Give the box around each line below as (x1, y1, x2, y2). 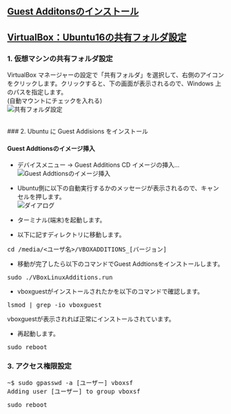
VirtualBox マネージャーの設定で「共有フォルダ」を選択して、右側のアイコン (7, 71, 224, 79)
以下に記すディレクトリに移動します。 (17, 231, 125, 239)
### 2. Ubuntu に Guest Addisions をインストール (7, 127, 148, 136)
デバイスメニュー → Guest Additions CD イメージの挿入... (17, 161, 180, 169)
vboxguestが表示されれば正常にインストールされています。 (7, 315, 175, 323)
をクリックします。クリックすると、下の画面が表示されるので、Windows (7, 79, 214, 87)
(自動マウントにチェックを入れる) (7, 96, 103, 105)
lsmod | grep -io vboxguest (7, 301, 102, 309)
